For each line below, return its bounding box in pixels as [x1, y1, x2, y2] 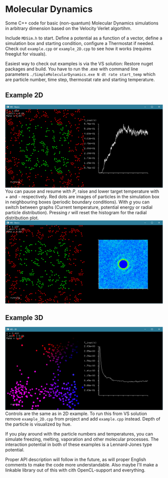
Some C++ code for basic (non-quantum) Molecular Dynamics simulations [5, 20, 158, 26]
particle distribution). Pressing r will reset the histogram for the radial [5, 210, 147, 216]
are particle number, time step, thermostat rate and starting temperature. [5, 76, 155, 82]
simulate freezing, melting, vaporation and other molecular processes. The [5, 436, 159, 443]
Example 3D [5, 313, 43, 322]
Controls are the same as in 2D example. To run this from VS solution [5, 411, 147, 417]
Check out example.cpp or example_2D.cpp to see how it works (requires [5, 45, 151, 51]
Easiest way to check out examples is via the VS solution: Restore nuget [5, 60, 153, 66]
